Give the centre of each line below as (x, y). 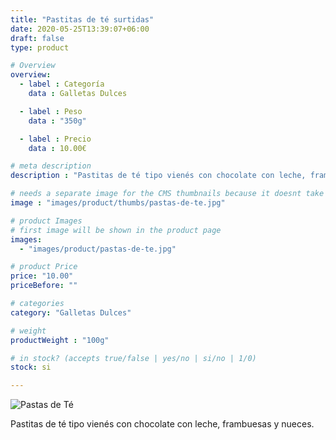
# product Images (46, 221)
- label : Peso (51, 111)
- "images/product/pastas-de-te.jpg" (98, 249)
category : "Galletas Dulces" (71, 312)
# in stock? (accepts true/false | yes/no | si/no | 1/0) (133, 358)
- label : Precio (55, 139)
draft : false (37, 38)
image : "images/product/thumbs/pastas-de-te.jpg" (118, 203)
